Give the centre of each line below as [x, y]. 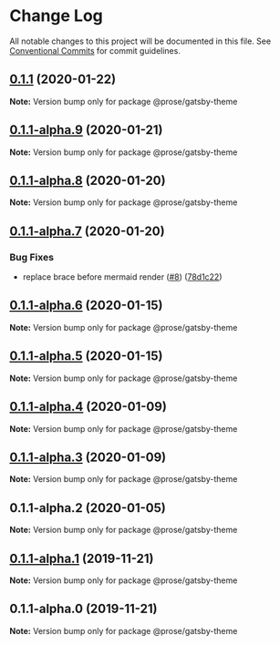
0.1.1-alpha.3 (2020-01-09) [88, 457]
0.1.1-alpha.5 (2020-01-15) [86, 356]
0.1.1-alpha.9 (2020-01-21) [86, 130]
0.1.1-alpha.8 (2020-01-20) [88, 180]
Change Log [56, 16]
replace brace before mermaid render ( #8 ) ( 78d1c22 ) [122, 277]
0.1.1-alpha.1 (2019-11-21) [82, 558]
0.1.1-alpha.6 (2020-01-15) [86, 306]
